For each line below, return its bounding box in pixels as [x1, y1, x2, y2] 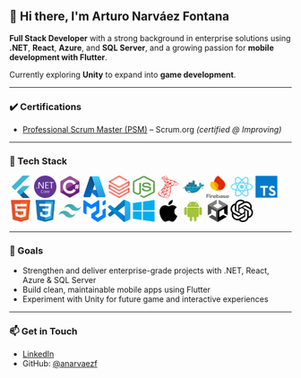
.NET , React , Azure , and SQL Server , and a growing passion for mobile [9, 42, 275, 53]
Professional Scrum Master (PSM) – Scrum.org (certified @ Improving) [21, 125, 282, 135]
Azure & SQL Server [21, 274, 97, 285]
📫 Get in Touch [9, 324, 78, 337]
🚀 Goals [9, 245, 44, 257]
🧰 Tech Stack [9, 155, 68, 168]
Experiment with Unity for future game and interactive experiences [21, 293, 269, 305]
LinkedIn [21, 348, 55, 359]
